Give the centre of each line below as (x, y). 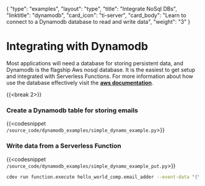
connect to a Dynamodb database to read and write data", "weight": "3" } (99, 22)
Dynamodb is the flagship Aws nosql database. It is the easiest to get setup (101, 70)
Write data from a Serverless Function (64, 146)
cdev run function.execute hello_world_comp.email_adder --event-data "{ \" (105, 177)
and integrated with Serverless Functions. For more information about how (100, 76)
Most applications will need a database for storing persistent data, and (95, 63)
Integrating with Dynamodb (77, 47)
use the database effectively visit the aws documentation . (80, 82)
